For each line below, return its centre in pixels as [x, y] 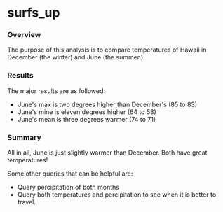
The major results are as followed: [56, 91]
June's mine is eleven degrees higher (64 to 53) [87, 112]
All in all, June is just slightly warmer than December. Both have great [107, 153]
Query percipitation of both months [68, 188]
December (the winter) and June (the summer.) [75, 57]
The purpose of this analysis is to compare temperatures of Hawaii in [107, 50]
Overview [24, 35]
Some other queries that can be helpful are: [70, 174]
